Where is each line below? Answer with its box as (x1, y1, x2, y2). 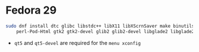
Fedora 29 (5, 4, 57, 17)
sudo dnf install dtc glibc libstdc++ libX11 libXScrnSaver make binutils (5, 23, 195, 29)
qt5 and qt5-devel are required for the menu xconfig (14, 39, 141, 46)
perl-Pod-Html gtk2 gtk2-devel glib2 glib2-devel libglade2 (16, 28, 168, 34)
